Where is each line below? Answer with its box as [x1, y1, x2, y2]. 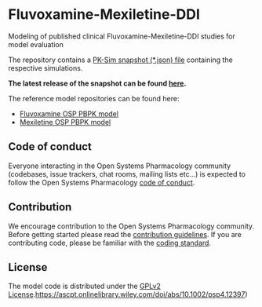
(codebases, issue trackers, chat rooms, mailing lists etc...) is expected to [8, 169, 246, 178]
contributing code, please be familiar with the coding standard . [8, 238, 212, 247]
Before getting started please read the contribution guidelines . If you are [8, 229, 242, 239]
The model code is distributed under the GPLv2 [8, 281, 161, 291]
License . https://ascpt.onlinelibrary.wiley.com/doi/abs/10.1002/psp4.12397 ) [8, 290, 249, 299]
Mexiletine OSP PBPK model [19, 117, 111, 126]
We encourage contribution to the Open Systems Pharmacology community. [8, 221, 255, 231]
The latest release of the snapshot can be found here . [8, 79, 187, 88]
